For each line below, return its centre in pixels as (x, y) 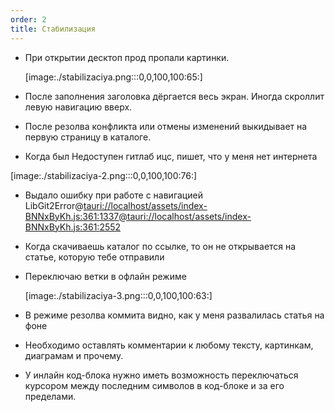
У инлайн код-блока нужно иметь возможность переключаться (161, 375)
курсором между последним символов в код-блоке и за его (154, 385)
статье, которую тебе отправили (94, 257)
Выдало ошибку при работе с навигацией (113, 195)
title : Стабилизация (53, 29)
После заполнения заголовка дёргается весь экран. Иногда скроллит (174, 96)
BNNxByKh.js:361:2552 (73, 227)
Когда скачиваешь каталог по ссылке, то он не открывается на (160, 246)
